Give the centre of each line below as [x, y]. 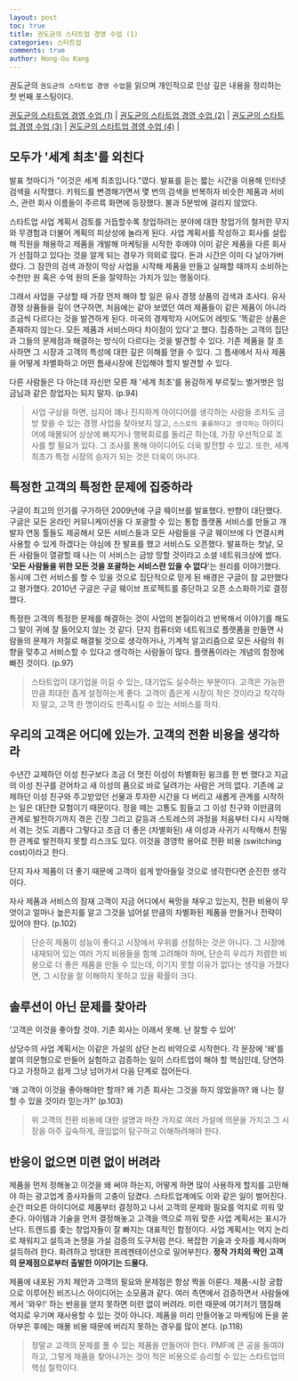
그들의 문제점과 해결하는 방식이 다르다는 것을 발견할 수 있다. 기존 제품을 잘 [146, 340]
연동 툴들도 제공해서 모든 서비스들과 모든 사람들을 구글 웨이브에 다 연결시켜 [155, 532]
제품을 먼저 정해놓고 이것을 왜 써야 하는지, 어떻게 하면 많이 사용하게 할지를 [137, 1185]
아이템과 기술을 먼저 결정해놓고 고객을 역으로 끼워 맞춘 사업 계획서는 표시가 [157, 1219]
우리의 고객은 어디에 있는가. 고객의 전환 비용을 [127, 735]
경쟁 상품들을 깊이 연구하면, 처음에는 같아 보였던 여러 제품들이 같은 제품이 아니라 [148, 307]
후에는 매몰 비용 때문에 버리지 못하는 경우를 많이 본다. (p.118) [137, 1327]
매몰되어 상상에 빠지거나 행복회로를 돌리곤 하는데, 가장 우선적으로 [161, 434]
